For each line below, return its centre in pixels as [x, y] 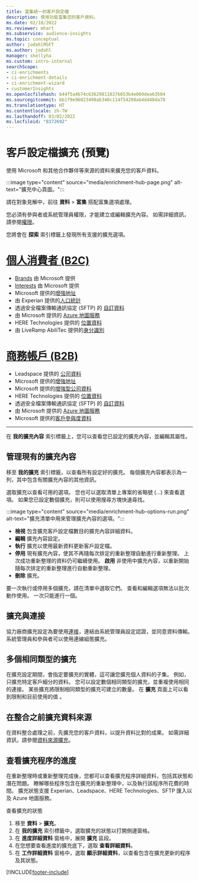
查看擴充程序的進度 [41, 760]
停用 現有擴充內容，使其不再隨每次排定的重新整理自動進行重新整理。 [98, 553]
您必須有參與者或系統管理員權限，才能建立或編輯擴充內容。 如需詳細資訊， [98, 214]
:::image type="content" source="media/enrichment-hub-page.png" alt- [94, 182]
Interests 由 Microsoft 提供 [47, 286]
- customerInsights [30, 89]
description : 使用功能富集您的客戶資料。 [52, 17]
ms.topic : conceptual [33, 39]
